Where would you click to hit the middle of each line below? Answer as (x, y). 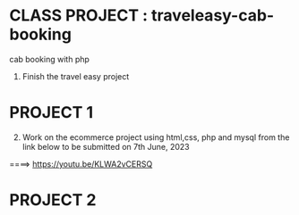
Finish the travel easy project (76, 76)
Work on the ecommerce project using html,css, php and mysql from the (156, 137)
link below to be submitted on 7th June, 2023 (106, 146)
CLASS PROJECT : (79, 16)
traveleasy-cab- (213, 16)
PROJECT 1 (51, 113)
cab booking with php (49, 59)
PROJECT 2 (53, 200)
